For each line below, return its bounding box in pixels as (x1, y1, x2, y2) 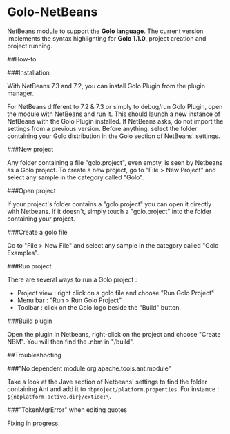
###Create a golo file (7, 228, 68, 236)
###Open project (7, 186, 57, 195)
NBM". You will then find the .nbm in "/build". (7, 337, 135, 346)
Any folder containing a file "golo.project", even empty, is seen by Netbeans (7, 158, 223, 166)
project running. (7, 41, 53, 50)
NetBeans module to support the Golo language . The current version (7, 27, 204, 35)
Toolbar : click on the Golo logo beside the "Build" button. (17, 303, 182, 311)
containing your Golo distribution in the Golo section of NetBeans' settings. (7, 132, 220, 140)
